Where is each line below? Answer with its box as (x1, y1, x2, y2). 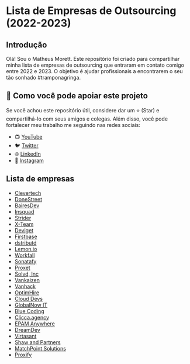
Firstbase (14, 233, 37, 240)
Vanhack (14, 283, 36, 290)
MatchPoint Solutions (14, 345, 66, 352)
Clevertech (14, 189, 42, 197)
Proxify (14, 351, 32, 358)
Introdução (6, 40, 47, 50)
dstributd (14, 239, 37, 246)
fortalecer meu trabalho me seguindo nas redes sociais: (6, 121, 140, 128)
